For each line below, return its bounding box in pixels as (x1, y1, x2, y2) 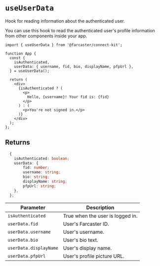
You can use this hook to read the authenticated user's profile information (5, 27, 156, 33)
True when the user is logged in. (63, 212, 138, 219)
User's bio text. (63, 236, 99, 243)
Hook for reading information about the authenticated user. (5, 18, 125, 24)
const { (9, 55, 26, 60)
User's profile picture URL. (63, 253, 124, 260)
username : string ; (23, 170, 61, 175)
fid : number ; (23, 165, 50, 170)
